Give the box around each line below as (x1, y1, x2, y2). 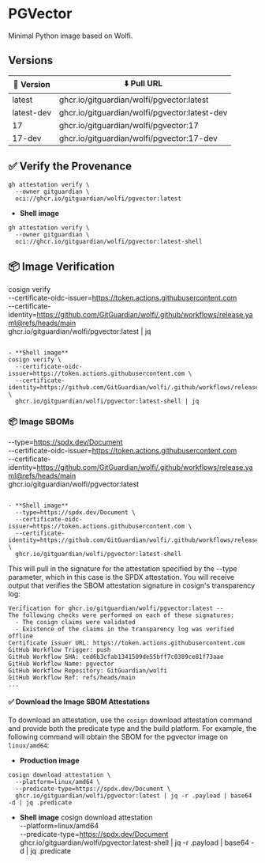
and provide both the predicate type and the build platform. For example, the (8, 723, 257, 732)
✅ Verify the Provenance (8, 160, 132, 173)
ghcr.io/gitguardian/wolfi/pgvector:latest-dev (58, 107, 228, 118)
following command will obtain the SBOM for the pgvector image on (8, 732, 229, 741)
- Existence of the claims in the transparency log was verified (15, 625, 235, 633)
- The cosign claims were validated (15, 618, 136, 626)
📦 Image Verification (8, 259, 115, 273)
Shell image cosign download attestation (19, 812, 154, 822)
